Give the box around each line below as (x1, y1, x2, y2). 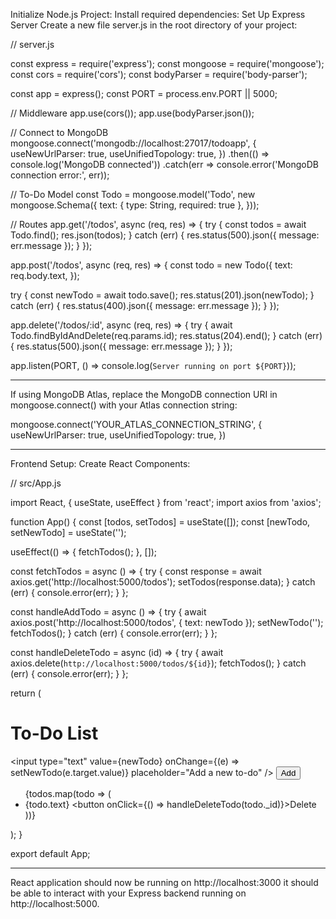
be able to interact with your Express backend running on (10, 887, 247, 899)
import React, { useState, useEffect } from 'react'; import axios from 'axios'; (10, 497, 322, 508)
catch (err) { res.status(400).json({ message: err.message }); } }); (10, 300, 280, 311)
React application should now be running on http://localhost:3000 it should (10, 876, 319, 888)
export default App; (10, 847, 91, 859)
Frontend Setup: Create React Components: (10, 458, 191, 469)
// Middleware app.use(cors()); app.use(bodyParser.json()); (10, 107, 255, 119)
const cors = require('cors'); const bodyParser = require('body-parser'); (10, 69, 308, 80)
